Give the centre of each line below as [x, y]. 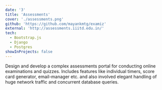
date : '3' [16, 10]
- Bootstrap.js [26, 38]
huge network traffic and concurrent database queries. [62, 82]
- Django [19, 42]
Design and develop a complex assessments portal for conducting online [80, 66]
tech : [11, 33]
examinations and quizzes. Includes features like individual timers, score [80, 71]
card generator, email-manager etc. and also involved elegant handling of [81, 76]
